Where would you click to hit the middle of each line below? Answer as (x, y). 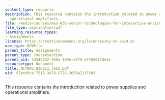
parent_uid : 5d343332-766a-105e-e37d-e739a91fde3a (58, 60)
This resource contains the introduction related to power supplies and (76, 87)
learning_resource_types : (31, 32)
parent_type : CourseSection (34, 55)
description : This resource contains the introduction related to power (81, 14)
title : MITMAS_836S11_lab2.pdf (37, 69)
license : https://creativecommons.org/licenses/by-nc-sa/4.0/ (70, 41)
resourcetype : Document (29, 64)
